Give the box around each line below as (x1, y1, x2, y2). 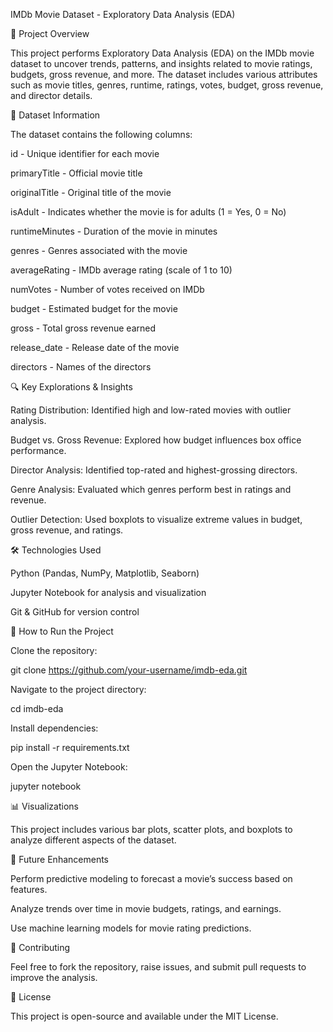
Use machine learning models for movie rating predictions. (10, 922, 252, 934)
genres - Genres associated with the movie (10, 245, 188, 256)
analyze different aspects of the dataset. (10, 834, 177, 846)
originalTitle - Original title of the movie (10, 187, 172, 198)
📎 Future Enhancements (10, 854, 109, 865)
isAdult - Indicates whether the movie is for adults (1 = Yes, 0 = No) (10, 206, 287, 218)
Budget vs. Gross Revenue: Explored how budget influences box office (10, 434, 302, 446)
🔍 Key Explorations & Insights (10, 381, 133, 393)
